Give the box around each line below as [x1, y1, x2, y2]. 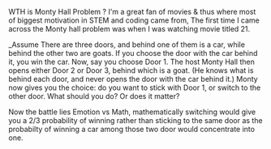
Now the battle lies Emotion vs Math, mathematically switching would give [8, 107, 256, 117]
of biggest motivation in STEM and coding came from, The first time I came [8, 15, 260, 25]
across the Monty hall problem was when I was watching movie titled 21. [8, 24, 251, 33]
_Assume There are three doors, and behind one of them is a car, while [8, 40, 246, 49]
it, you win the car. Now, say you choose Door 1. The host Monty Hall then [8, 57, 256, 66]
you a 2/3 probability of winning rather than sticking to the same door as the [8, 116, 263, 125]
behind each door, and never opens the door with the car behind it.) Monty [8, 74, 258, 83]
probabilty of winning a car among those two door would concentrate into [8, 125, 256, 134]
